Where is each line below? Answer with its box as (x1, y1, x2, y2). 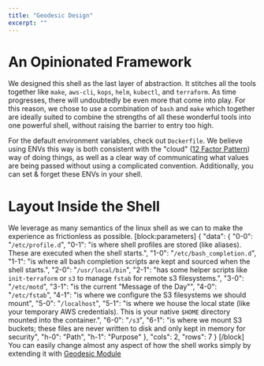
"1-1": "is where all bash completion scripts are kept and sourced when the (8, 257, 251, 267)
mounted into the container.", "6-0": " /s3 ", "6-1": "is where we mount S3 (8, 316, 243, 325)
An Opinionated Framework (8, 53, 192, 71)
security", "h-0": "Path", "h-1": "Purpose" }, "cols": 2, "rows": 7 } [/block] (8, 332, 244, 342)
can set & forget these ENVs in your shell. (8, 170, 143, 179)
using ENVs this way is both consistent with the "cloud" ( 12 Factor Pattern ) (8, 144, 251, 154)
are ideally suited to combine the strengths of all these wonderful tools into (8, 112, 251, 122)
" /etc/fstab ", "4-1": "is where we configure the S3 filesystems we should (8, 290, 247, 300)
